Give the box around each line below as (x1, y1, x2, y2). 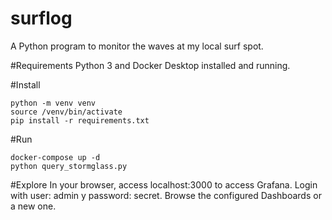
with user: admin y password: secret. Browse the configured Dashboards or (10, 189, 322, 201)
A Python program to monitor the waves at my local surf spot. (10, 40, 264, 52)
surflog (10, 7, 73, 30)
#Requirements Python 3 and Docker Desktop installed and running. (10, 59, 291, 71)
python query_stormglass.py (10, 161, 128, 171)
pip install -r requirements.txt (10, 115, 150, 126)
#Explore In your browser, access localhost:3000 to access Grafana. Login (10, 178, 318, 191)
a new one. (10, 200, 57, 212)
